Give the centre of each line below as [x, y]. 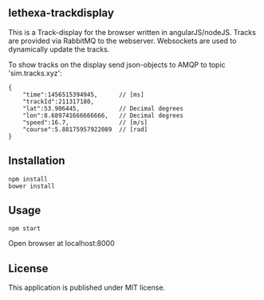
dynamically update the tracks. [59, 49]
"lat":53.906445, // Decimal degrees [103, 108]
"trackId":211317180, [58, 101]
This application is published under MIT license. [87, 288]
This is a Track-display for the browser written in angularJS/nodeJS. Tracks [132, 32]
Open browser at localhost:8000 [62, 244]
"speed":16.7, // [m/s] [85, 123]
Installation [37, 161]
